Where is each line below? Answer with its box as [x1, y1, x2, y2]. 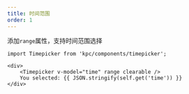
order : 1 [7, 17, 33, 23]
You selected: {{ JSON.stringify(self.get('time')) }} [20, 74, 183, 82]
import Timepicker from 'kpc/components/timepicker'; [7, 50, 167, 57]
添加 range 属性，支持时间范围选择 [7, 36, 103, 45]
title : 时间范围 [7, 10, 50, 17]
